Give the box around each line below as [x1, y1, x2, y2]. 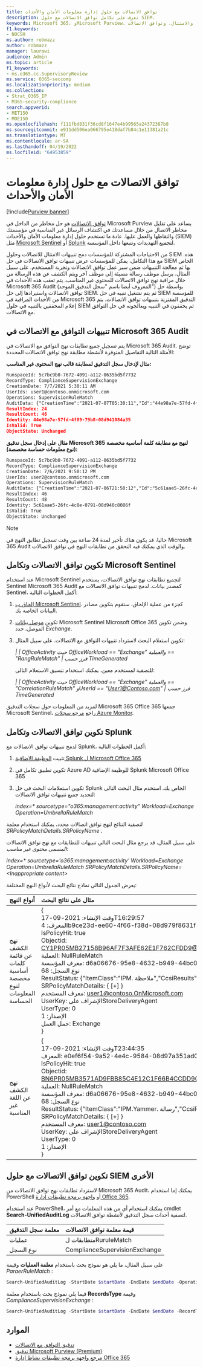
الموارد [6, 1325, 30, 1336]
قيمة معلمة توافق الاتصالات [65, 1225, 134, 1233]
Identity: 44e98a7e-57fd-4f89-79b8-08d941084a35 [6, 417, 131, 423]
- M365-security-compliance [6, 99, 77, 105]
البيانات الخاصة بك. [14, 607, 57, 614]
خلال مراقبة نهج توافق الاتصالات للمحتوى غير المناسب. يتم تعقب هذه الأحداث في [6, 276, 186, 284]
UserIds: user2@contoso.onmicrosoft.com [6, 474, 110, 480]
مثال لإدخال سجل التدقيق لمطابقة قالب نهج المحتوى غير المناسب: [6, 360, 152, 367]
